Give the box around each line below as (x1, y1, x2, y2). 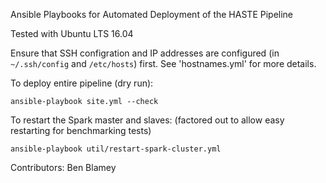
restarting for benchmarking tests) (10, 125, 152, 136)
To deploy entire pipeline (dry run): (10, 77, 154, 89)
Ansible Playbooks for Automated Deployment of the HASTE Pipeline (10, 9, 294, 20)
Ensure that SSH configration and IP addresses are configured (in (10, 47, 280, 59)
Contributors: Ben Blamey (10, 162, 117, 173)
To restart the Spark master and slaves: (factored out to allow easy (10, 114, 285, 126)
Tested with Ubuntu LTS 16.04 (10, 28, 134, 39)
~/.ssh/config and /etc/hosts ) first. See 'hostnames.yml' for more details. (10, 58, 317, 69)
